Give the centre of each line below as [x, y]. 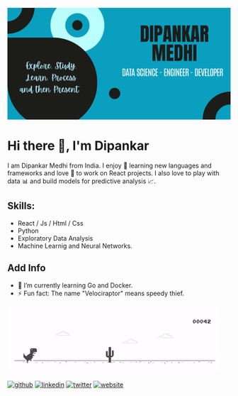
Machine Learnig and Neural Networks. [75, 246]
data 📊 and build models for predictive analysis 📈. [82, 181]
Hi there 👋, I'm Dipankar [78, 146]
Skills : [21, 206]
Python [28, 231]
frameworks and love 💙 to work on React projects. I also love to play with [113, 173]
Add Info [27, 268]
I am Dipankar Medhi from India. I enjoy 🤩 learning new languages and [110, 165]
